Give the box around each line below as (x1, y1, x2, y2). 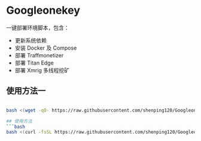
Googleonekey (6, 4, 81, 17)
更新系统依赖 (14, 36, 47, 44)
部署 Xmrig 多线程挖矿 (14, 66, 70, 73)
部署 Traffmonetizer (14, 51, 64, 59)
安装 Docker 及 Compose (14, 44, 77, 51)
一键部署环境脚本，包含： (6, 24, 69, 31)
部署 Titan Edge (14, 59, 54, 66)
